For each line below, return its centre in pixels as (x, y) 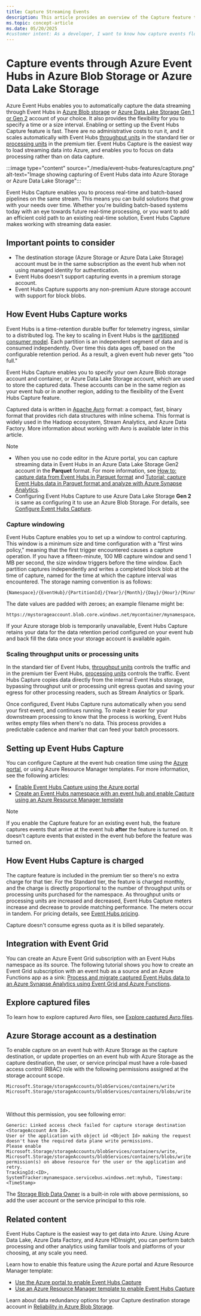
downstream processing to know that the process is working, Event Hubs (96, 717)
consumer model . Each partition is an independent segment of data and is (97, 341)
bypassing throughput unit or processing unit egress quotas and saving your (100, 686)
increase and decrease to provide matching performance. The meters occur (100, 907)
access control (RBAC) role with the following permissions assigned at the (97, 1069)
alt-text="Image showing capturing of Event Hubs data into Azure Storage (97, 175)
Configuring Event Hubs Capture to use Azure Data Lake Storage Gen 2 (103, 496)
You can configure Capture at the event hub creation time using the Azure (97, 763)
